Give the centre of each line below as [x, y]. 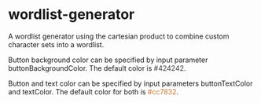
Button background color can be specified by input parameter [108, 60]
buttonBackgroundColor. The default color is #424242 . [97, 68]
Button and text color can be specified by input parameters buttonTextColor [130, 83]
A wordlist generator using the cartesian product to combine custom [119, 36]
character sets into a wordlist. [56, 44]
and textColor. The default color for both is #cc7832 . [94, 91]
